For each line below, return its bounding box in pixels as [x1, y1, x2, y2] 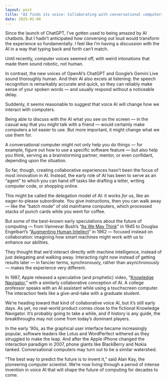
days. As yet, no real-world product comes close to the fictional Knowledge [5, 305, 160, 311]
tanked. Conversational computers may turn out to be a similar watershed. [5, 347, 157, 353]
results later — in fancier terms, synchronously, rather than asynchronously [5, 260, 160, 266]
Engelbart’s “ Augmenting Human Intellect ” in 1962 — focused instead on [5, 229, 153, 235]
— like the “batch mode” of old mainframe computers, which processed [5, 203, 152, 209]
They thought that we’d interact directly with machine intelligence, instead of [5, 249, 162, 255]
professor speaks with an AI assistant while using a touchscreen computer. [5, 285, 159, 291]
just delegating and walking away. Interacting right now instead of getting [5, 254, 156, 260]
